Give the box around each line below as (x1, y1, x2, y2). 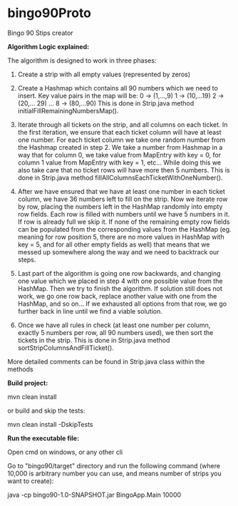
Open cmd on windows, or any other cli (7, 448, 123, 456)
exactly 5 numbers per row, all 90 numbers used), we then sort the (17, 328, 214, 336)
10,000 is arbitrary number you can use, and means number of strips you (7, 469, 222, 477)
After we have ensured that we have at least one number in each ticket (17, 187, 226, 195)
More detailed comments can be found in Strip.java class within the (7, 357, 205, 366)
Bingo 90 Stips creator (7, 29, 73, 37)
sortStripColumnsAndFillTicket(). (17, 344, 114, 352)
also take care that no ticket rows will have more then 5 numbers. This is (17, 165, 230, 174)
